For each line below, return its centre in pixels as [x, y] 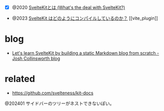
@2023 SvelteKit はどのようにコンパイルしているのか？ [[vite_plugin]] [85, 18]
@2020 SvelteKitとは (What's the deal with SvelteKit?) [69, 7]
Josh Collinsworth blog [36, 58]
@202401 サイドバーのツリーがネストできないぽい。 [60, 103]
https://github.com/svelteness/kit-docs [53, 93]
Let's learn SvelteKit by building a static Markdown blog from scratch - [86, 53]
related [20, 79]
